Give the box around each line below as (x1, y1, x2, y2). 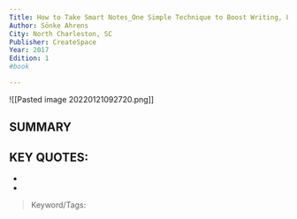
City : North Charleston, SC (9, 29, 113, 38)
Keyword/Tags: (30, 200, 87, 210)
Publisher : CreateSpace (9, 37, 97, 47)
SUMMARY (9, 120, 72, 135)
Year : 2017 (9, 46, 49, 55)
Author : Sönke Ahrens (9, 21, 89, 30)
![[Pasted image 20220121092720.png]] (9, 94, 155, 104)
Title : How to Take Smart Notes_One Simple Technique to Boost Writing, (9, 12, 283, 22)
